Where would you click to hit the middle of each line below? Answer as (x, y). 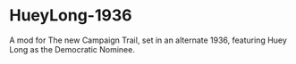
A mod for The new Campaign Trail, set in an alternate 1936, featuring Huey (148, 40)
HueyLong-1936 (71, 16)
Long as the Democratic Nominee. (72, 49)
